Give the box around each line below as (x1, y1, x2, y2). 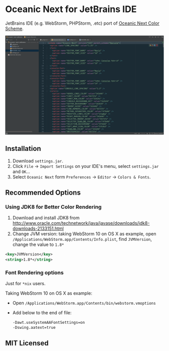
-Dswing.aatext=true (12, 325, 56, 330)
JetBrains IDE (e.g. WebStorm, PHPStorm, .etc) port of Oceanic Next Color (5, 20, 160, 26)
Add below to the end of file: (12, 310, 72, 316)
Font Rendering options (5, 269, 64, 276)
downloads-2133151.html (12, 225, 64, 232)
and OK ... (12, 168, 30, 174)
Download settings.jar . (12, 157, 64, 164)
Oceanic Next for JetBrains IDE (5, 4, 137, 15)
